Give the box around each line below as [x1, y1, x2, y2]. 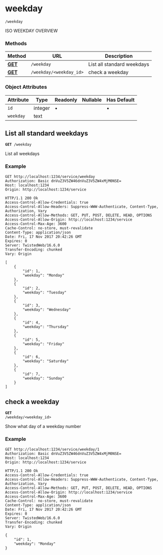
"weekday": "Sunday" [23, 376, 65, 380]
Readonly [54, 96, 77, 103]
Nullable [82, 96, 102, 103]
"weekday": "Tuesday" [23, 290, 67, 295]
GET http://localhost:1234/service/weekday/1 [5, 447, 99, 452]
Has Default [106, 96, 135, 103]
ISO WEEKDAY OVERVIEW [5, 27, 58, 33]
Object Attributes [5, 84, 47, 91]
